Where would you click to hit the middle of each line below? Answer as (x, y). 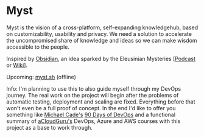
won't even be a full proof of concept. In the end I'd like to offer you (91, 108)
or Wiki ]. (17, 65)
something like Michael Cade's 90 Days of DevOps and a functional (91, 114)
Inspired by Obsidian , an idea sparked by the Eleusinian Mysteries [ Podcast (101, 58)
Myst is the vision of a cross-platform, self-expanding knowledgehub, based (102, 27)
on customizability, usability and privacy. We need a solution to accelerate (99, 33)
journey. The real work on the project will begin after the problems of (93, 95)
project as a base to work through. (50, 127)
